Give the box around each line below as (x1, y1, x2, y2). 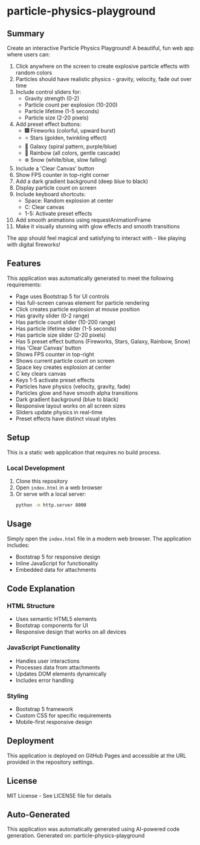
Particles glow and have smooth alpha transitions (15, 389, 138, 396)
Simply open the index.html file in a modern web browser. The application (7, 535, 192, 542)
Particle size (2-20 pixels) (24, 114, 89, 121)
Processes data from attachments (15, 663, 100, 671)
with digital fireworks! (7, 241, 61, 248)
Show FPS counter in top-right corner (15, 171, 109, 178)
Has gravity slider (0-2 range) (15, 312, 90, 319)
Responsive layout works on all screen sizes (15, 402, 126, 409)
